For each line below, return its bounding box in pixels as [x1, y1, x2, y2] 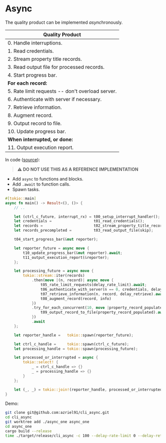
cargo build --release [5, 429, 52, 434]
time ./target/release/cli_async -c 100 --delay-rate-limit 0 [5, 433, 136, 438]
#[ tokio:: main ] [5, 196, 37, 201]
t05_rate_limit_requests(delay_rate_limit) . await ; [40, 283, 147, 288]
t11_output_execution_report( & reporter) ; [23, 255, 110, 260]
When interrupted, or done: [7, 136, 73, 143]
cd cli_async [5, 415, 32, 420]
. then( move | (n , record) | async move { [31, 278, 114, 283]
